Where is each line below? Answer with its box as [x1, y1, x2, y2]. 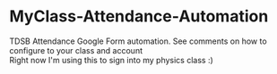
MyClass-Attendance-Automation [9, 6, 269, 27]
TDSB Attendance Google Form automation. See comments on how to [9, 36, 267, 46]
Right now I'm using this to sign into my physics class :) [9, 54, 213, 65]
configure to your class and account [9, 45, 143, 55]
